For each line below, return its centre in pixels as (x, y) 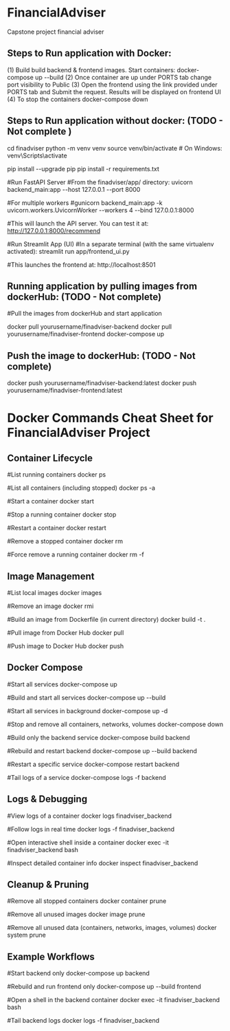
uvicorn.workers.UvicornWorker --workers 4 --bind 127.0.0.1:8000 (101, 210)
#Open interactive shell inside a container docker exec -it (88, 842)
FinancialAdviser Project (79, 433)
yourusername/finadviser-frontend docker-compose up (86, 334)
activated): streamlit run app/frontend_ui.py (68, 251)
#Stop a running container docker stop (62, 514)
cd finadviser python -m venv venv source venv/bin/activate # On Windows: (115, 148)
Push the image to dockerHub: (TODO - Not (101, 356)
